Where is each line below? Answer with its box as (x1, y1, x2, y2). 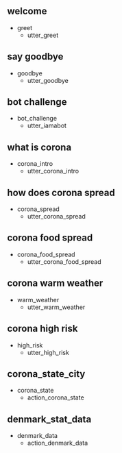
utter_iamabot (27, 121, 67, 130)
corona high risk (7, 323, 78, 334)
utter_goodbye (27, 76, 69, 84)
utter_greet (27, 31, 59, 39)
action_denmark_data (27, 439, 88, 448)
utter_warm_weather (27, 303, 86, 311)
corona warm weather (7, 278, 103, 289)
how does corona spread (7, 186, 115, 198)
